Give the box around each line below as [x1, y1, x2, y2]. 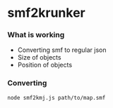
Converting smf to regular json [17, 46, 107, 54]
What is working [7, 30, 65, 40]
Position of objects [17, 61, 73, 69]
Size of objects [17, 53, 61, 62]
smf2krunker [7, 5, 86, 21]
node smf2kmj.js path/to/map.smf [7, 94, 106, 101]
